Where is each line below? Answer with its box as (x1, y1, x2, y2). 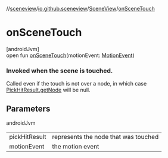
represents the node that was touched (52, 133, 159, 141)
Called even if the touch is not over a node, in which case (6, 80, 147, 87)
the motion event (52, 143, 99, 151)
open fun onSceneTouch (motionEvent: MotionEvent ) (6, 52, 135, 59)
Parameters (6, 103, 51, 113)
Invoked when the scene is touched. (6, 67, 113, 75)
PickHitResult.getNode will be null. (6, 86, 91, 94)
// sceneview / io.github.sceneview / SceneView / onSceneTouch (6, 5, 155, 12)
